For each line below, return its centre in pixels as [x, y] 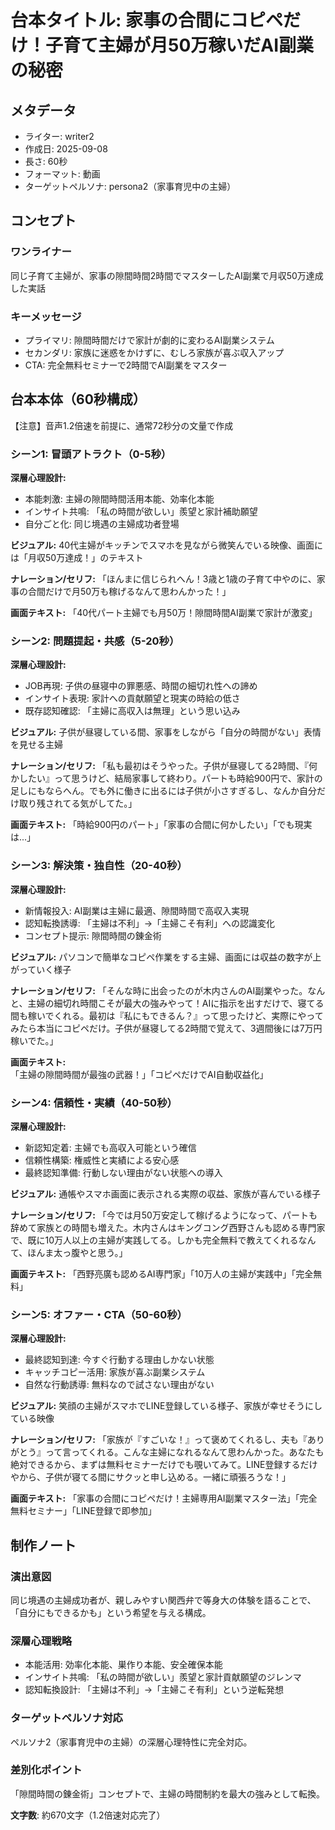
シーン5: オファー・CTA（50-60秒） [99, 1314]
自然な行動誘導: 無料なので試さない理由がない [119, 1385]
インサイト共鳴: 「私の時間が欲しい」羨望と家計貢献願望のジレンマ [163, 1677]
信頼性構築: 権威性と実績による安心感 [102, 1160]
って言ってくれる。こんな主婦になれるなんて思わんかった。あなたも [184, 1452]
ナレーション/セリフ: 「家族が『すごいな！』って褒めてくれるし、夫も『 [159, 1440]
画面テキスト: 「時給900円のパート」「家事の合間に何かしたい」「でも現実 [161, 825]
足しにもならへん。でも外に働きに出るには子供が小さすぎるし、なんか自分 [163, 791]
